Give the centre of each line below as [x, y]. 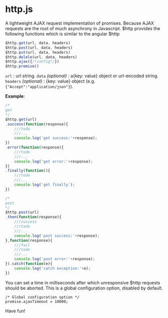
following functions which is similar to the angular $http [62, 34]
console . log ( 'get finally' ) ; [45, 185]
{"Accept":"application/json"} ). [39, 87]
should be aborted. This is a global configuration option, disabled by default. [84, 288]
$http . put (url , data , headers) [38, 52]
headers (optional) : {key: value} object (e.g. [50, 81]
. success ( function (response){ [37, 124]
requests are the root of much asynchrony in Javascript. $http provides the [83, 28]
